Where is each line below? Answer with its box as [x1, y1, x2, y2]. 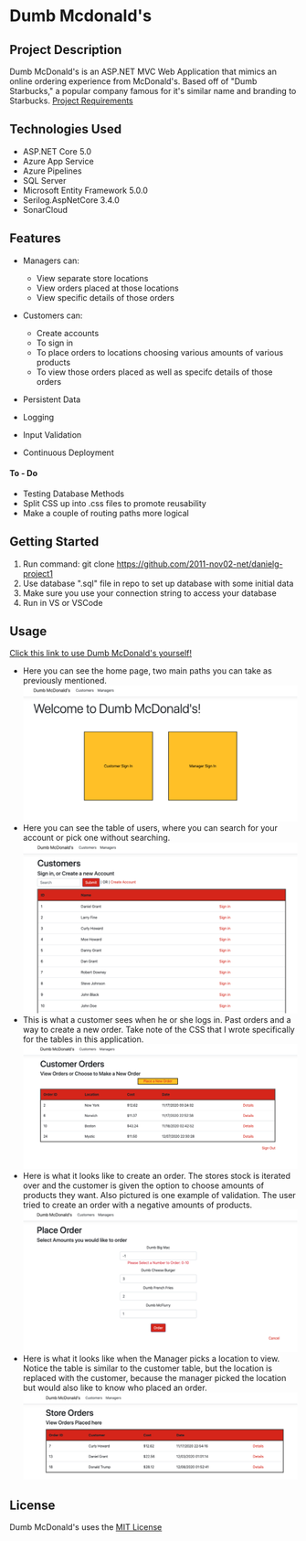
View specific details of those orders [36, 292, 175, 303]
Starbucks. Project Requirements [9, 95, 134, 106]
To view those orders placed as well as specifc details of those [36, 367, 273, 377]
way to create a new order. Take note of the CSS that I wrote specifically [22, 1025, 295, 1036]
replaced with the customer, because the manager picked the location [22, 1372, 287, 1383]
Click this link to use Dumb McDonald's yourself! [9, 648, 193, 659]
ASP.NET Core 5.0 [22, 145, 92, 156]
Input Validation [22, 429, 82, 440]
